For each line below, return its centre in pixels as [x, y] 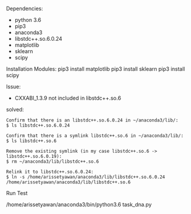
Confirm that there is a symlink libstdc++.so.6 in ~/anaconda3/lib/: [95, 136]
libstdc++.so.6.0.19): [34, 156]
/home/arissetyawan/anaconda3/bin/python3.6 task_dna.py [79, 205]
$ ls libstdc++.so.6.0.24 [38, 126]
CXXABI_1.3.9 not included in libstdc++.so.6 [68, 98]
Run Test [17, 193]
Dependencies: [25, 9]
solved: [15, 109]
